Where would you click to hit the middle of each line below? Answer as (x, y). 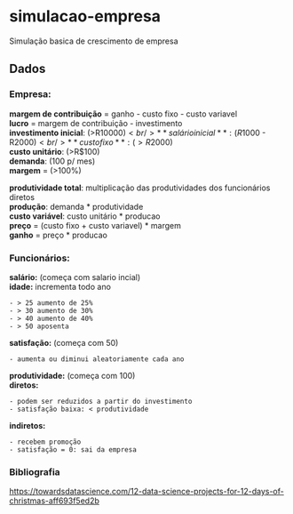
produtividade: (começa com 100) (72, 375)
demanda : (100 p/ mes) (52, 161)
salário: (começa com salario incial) (75, 277)
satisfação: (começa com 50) (64, 342)
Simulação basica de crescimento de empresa (94, 41)
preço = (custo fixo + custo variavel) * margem (95, 225)
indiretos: (28, 425)
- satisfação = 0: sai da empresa (73, 450)
